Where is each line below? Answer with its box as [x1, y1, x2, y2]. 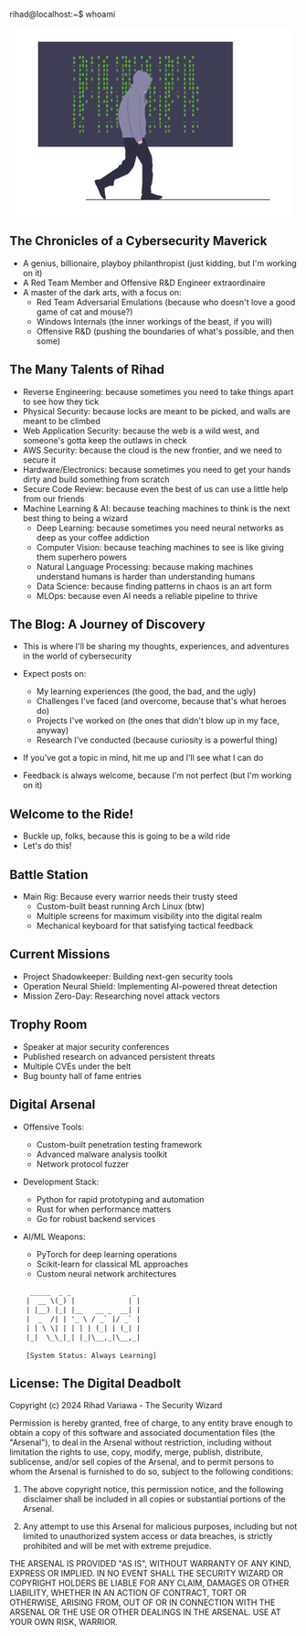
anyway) [36, 725, 69, 736]
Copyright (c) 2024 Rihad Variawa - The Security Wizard [9, 1400, 223, 1411]
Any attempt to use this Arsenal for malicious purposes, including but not [22, 1521, 298, 1532]
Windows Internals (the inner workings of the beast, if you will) [36, 315, 272, 326]
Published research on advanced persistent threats [22, 1051, 216, 1062]
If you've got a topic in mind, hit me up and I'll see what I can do [22, 753, 264, 764]
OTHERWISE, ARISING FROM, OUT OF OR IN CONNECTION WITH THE [9, 1597, 276, 1609]
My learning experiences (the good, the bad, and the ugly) [36, 686, 257, 697]
